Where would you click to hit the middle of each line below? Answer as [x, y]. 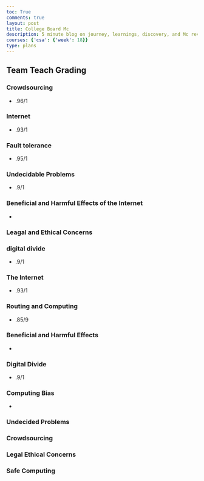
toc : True [19, 12]
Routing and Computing [42, 306]
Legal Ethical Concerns [41, 454]
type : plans [21, 46]
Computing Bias [30, 393]
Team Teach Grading [46, 70]
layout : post [23, 23]
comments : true [25, 18]
